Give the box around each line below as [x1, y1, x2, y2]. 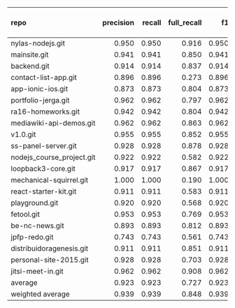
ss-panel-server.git [10, 141, 77, 150]
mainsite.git [10, 50, 49, 59]
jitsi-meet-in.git [10, 267, 64, 276]
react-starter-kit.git [10, 187, 77, 196]
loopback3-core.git [10, 164, 76, 173]
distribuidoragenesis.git [10, 243, 89, 253]
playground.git [10, 198, 59, 208]
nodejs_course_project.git [10, 152, 96, 162]
